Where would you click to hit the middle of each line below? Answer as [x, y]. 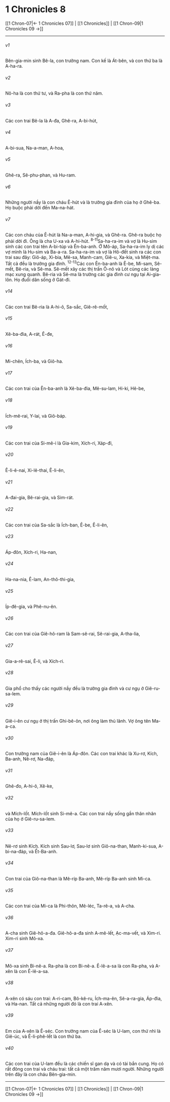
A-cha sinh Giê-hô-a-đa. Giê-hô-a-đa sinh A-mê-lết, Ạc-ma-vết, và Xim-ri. [83, 933]
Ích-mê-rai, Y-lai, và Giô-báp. [36, 416]
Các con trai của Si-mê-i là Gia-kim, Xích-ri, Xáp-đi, [59, 443]
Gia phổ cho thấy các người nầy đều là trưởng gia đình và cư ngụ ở [75, 688]
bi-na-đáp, [16, 851]
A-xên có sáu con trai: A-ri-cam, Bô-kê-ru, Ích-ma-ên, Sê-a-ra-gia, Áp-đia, [83, 998]
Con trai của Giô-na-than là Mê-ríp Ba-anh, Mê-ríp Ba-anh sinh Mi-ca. [78, 878]
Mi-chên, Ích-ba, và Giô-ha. [34, 361]
